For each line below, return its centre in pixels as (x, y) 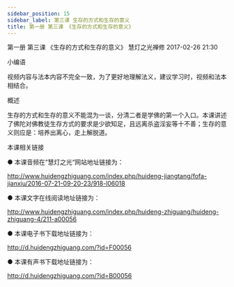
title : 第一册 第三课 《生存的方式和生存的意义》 (71, 26)
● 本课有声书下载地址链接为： (50, 262)
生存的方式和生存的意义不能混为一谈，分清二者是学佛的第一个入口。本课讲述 (117, 115)
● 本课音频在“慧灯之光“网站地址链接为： (65, 162)
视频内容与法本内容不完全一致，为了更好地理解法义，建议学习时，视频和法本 (117, 77)
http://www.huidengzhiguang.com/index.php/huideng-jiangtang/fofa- (107, 176)
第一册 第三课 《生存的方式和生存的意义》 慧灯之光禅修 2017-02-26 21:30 (112, 47)
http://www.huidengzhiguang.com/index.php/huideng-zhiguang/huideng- (113, 212)
